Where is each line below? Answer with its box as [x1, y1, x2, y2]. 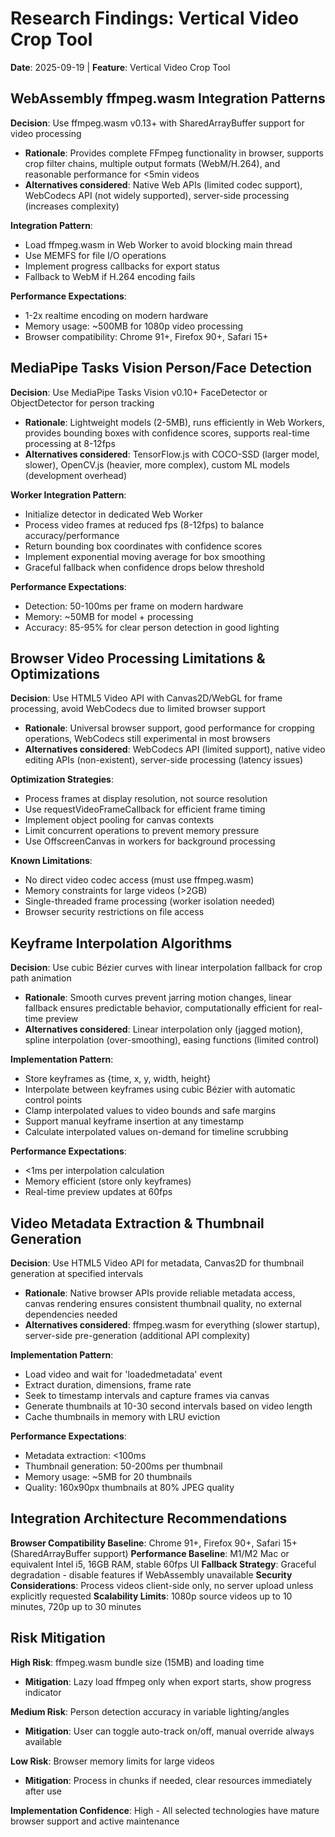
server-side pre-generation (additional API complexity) [24, 1330, 251, 1341]
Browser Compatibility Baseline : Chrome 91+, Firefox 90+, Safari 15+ [10, 1537, 298, 1549]
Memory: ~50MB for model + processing [24, 610, 194, 622]
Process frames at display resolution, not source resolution [24, 793, 268, 805]
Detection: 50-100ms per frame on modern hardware [24, 600, 244, 612]
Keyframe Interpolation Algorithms [10, 935, 233, 952]
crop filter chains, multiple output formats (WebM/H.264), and [24, 157, 281, 169]
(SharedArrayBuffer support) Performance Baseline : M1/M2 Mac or [10, 1547, 290, 1559]
